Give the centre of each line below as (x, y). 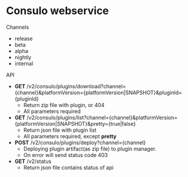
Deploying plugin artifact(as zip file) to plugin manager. (90, 149)
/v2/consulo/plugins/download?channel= (76, 86)
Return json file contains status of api (68, 167)
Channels (18, 27)
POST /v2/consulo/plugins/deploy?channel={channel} (80, 142)
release (24, 38)
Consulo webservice (58, 11)
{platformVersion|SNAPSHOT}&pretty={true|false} (75, 123)
